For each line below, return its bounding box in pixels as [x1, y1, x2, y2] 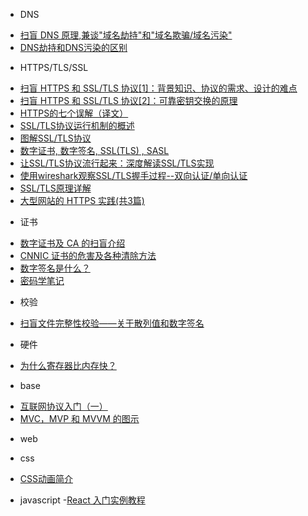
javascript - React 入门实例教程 [19, 494, 146, 506]
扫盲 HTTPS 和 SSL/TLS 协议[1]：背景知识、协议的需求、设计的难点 [19, 82, 298, 94]
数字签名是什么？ [19, 262, 91, 274]
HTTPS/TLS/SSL [19, 62, 89, 73]
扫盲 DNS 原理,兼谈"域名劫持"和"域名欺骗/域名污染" [19, 29, 233, 41]
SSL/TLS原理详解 [19, 182, 92, 194]
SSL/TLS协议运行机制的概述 [19, 120, 135, 131]
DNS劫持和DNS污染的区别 [19, 42, 128, 53]
